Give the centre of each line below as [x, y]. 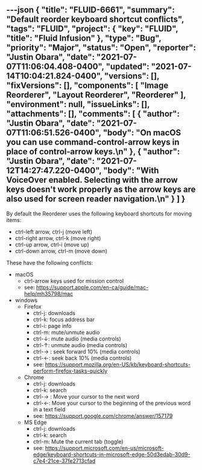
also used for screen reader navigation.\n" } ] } [96, 199]
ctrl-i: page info [52, 325]
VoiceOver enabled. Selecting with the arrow [92, 180]
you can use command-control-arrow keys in [93, 142]
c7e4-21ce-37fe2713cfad [64, 461]
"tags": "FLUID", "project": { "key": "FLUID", [92, 29]
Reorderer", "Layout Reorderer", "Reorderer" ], [96, 95]
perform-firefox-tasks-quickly [70, 371]
